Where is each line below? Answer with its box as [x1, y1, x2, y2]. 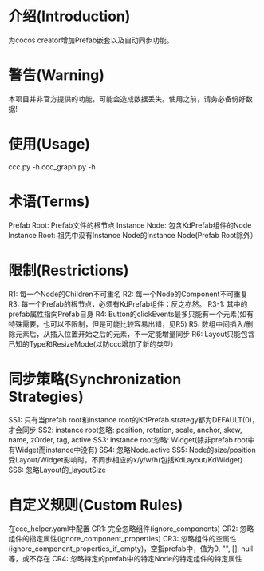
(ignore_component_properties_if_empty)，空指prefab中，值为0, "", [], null [8, 544, 254, 553]
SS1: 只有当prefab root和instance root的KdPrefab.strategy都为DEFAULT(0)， [8, 414, 259, 424]
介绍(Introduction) [8, 7, 131, 26]
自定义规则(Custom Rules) [8, 496, 183, 514]
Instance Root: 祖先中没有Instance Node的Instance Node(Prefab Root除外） [8, 230, 258, 240]
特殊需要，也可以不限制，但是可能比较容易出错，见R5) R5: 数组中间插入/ [8, 319, 246, 328]
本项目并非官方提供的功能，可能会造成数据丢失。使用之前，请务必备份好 [8, 93, 246, 104]
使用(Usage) [8, 135, 90, 153]
